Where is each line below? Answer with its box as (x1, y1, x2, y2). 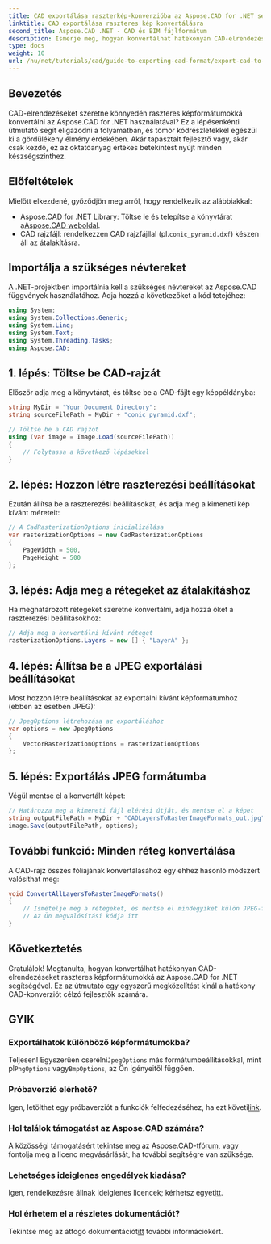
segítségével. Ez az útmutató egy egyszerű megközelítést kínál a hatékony (8, 981, 256, 990)
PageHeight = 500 (23, 553, 81, 561)
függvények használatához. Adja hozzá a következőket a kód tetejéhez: (8, 291, 246, 300)
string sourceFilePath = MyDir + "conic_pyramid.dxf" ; (8, 411, 197, 419)
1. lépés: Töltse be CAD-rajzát (8, 366, 161, 380)
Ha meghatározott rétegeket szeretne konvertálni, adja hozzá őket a (8, 605, 234, 615)
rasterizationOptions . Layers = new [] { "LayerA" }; (8, 637, 190, 645)
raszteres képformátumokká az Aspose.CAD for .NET (60, 972, 238, 981)
